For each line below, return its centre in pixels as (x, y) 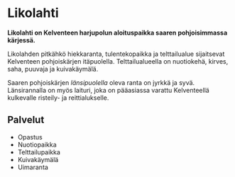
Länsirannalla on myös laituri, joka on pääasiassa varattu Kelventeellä (108, 90)
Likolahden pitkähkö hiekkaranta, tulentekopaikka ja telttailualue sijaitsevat (116, 54)
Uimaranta (33, 167)
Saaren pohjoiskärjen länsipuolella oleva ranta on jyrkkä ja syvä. (101, 82)
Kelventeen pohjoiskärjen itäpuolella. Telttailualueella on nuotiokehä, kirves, (118, 61)
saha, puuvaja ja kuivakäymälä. (53, 69)
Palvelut (26, 120)
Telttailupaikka (39, 152)
